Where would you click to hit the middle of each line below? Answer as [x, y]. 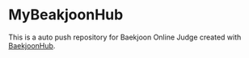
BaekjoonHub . [32, 45]
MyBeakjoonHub [66, 15]
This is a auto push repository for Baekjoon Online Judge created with [125, 37]
